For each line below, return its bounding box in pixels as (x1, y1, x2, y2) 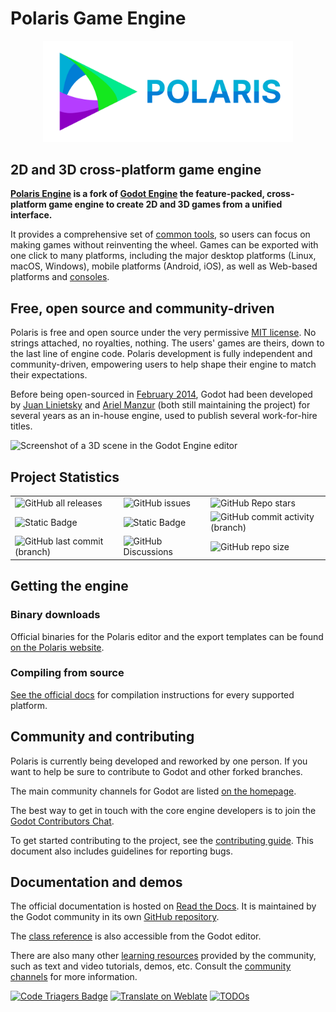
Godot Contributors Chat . (10, 815, 115, 827)
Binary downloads (10, 608, 101, 622)
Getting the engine (10, 578, 129, 595)
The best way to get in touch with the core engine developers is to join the (10, 804, 317, 816)
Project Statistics (10, 468, 120, 486)
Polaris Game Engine (10, 7, 187, 30)
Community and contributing (10, 728, 195, 746)
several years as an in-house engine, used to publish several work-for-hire (10, 410, 318, 422)
